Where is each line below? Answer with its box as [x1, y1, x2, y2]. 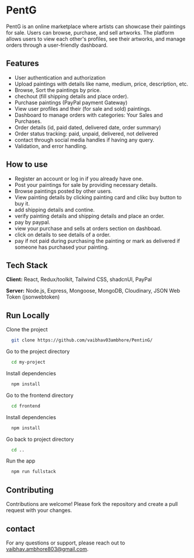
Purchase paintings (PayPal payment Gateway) [14, 99, 128, 106]
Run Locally [6, 310, 50, 320]
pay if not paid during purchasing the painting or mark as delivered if [14, 237, 180, 244]
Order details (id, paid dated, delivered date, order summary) [14, 124, 161, 131]
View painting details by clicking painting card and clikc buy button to [14, 194, 182, 201]
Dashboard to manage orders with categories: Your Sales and [14, 111, 163, 118]
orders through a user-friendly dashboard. [6, 42, 108, 49]
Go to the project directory [6, 348, 70, 355]
